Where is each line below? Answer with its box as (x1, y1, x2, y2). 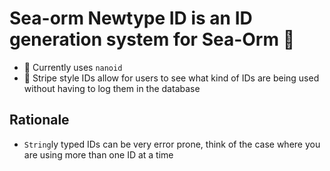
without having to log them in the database (23, 82, 201, 94)
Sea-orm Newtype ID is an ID (9, 7, 253, 30)
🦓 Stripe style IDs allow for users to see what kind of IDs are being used (23, 72, 320, 84)
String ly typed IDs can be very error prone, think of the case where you (23, 138, 321, 150)
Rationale (9, 112, 70, 129)
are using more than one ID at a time (23, 148, 174, 161)
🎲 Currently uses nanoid (23, 61, 123, 73)
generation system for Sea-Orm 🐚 (9, 28, 296, 51)
